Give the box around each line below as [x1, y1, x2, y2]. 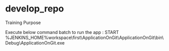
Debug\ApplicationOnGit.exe [5, 39, 65, 45]
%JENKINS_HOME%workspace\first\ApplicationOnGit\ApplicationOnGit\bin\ [5, 34, 164, 40]
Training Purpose [5, 19, 41, 25]
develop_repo [5, 3, 64, 14]
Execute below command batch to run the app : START [5, 29, 120, 35]
